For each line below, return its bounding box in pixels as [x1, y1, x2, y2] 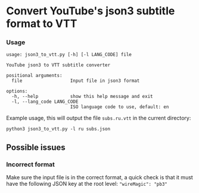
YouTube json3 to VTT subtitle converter [6, 62, 111, 68]
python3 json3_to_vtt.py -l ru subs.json [6, 126, 111, 132]
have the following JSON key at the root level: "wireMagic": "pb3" [6, 180, 168, 188]
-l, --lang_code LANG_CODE [11, 99, 79, 105]
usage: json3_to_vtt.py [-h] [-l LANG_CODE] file [6, 52, 132, 58]
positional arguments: [6, 73, 63, 79]
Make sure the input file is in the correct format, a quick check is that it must [6, 174, 194, 181]
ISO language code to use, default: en [70, 104, 169, 110]
